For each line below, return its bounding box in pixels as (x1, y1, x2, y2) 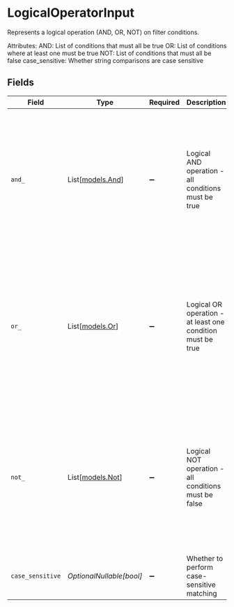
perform (186, 562, 214, 572)
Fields (7, 77, 35, 89)
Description (186, 97, 226, 107)
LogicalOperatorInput (7, 5, 134, 21)
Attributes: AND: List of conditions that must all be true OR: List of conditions (7, 41, 227, 50)
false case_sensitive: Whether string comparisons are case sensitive (7, 56, 204, 64)
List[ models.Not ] (67, 472, 123, 482)
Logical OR (186, 299, 223, 309)
